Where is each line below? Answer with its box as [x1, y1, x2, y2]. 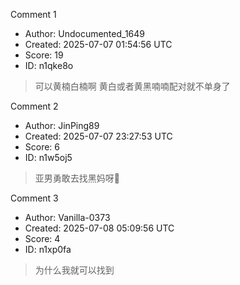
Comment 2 [10, 100, 59, 112]
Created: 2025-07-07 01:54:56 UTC [24, 39, 173, 50]
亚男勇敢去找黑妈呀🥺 [34, 172, 120, 184]
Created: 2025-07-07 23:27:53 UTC [24, 130, 173, 142]
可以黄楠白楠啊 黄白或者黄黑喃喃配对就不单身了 [34, 80, 231, 92]
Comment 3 [10, 192, 59, 204]
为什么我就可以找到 [34, 264, 115, 276]
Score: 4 [24, 233, 61, 244]
